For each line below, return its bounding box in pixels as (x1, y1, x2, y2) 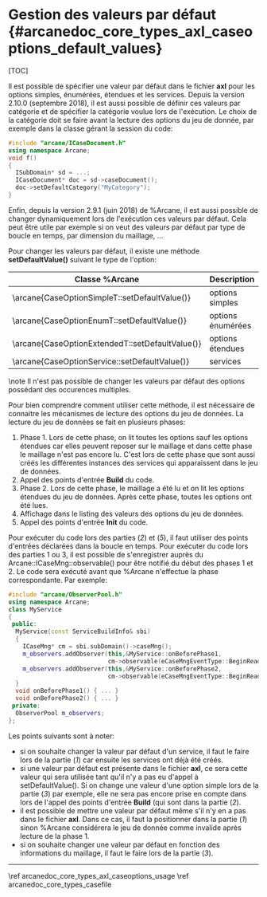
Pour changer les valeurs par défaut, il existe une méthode (8, 246, 200, 256)
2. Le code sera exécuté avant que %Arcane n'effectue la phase (8, 566, 219, 576)
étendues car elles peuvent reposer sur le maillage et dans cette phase (19, 441, 253, 450)
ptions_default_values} (8, 40, 163, 57)
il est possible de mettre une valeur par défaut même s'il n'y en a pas (19, 805, 246, 815)
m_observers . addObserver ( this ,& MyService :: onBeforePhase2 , (22, 664, 222, 673)
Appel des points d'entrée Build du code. (19, 474, 155, 484)
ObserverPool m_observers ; (15, 709, 105, 717)
